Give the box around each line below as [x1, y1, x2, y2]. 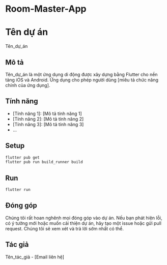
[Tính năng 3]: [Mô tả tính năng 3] [12, 121, 84, 127]
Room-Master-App [5, 3, 87, 15]
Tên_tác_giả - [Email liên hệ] [5, 254, 65, 260]
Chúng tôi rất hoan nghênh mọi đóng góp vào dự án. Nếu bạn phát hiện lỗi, [5, 215, 162, 221]
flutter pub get [5, 155, 40, 160]
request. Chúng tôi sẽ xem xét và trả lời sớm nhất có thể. [5, 225, 124, 231]
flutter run [5, 187, 31, 192]
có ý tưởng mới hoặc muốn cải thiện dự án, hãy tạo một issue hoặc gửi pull [5, 220, 162, 226]
